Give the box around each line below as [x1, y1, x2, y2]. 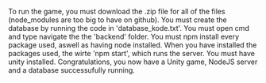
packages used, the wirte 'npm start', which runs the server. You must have [8, 49, 256, 58]
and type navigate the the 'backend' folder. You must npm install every [8, 32, 240, 41]
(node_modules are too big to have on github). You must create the [8, 15, 228, 25]
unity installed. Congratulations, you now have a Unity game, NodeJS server [8, 57, 258, 66]
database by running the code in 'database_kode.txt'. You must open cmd [8, 24, 250, 32]
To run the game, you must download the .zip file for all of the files [8, 7, 226, 16]
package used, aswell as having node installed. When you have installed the [8, 40, 257, 50]
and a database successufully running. [8, 66, 135, 74]
